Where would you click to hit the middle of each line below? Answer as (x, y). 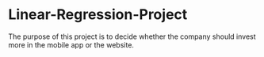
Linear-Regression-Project (98, 15)
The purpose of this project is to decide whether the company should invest (132, 36)
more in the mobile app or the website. (71, 44)
